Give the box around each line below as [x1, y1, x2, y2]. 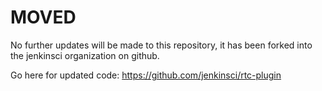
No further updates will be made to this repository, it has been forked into [10, 39, 313, 51]
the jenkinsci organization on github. [10, 49, 160, 61]
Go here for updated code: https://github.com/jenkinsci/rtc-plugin [10, 69, 282, 81]
